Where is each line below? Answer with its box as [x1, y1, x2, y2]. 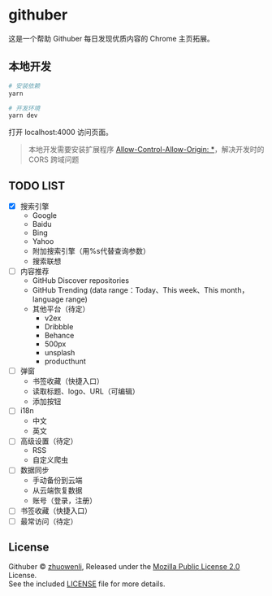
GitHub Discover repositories [32, 276, 130, 285]
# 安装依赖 [8, 81, 41, 90]
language [32, 294, 64, 304]
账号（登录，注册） [32, 496, 97, 506]
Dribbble [44, 322, 74, 332]
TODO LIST [8, 179, 66, 193]
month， [220, 285, 249, 295]
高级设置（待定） [19, 437, 78, 446]
